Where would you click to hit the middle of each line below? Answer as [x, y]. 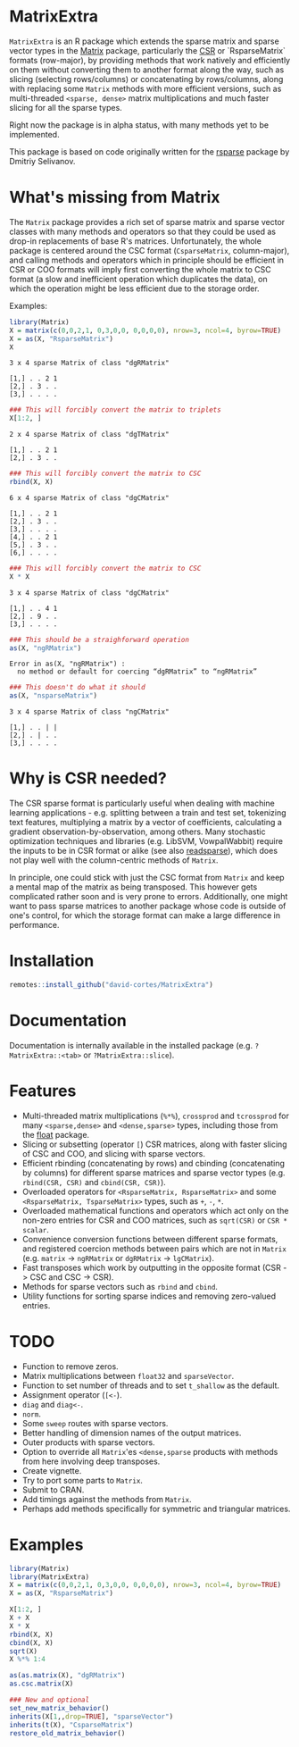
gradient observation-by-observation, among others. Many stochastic [137, 832]
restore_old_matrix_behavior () [67, 1733]
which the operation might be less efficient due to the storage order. [135, 288]
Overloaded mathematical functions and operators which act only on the [155, 1210]
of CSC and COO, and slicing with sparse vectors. [113, 1153]
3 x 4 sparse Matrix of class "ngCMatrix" [89, 712]
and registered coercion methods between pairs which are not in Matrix [154, 1249]
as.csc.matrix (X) [42, 1684]
